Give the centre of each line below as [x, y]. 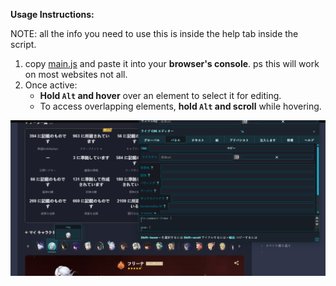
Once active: [51, 85]
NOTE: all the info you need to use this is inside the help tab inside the [154, 33]
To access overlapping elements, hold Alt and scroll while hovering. [180, 106]
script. [23, 44]
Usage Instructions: [52, 14]
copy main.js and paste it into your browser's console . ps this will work [172, 63]
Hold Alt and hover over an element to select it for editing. [160, 95]
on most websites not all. [76, 74]
